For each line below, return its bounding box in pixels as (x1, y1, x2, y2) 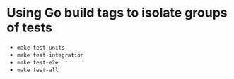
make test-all (16, 66, 59, 73)
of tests (6, 20, 53, 36)
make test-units (16, 44, 65, 51)
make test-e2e (16, 59, 59, 66)
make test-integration (16, 51, 84, 59)
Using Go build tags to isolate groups (6, 5, 228, 21)
